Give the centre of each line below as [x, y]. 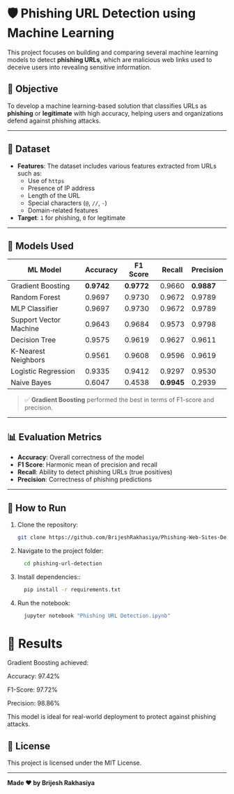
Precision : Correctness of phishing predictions [84, 480]
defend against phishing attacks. [54, 120]
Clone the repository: [48, 524]
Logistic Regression [43, 371]
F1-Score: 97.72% [32, 690]
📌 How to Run [37, 508]
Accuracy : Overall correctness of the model [80, 458]
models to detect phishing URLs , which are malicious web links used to [110, 59]
